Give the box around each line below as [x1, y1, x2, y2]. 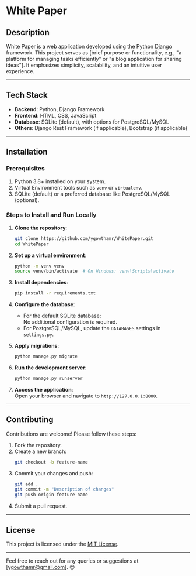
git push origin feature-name [14, 492, 89, 498]
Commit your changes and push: [14, 469, 93, 476]
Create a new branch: [14, 448, 67, 455]
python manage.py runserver [14, 376, 83, 382]
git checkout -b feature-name [14, 459, 89, 465]
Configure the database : [14, 301, 75, 308]
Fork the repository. [14, 441, 62, 448]
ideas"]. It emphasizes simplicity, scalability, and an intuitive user [6, 61, 162, 68]
